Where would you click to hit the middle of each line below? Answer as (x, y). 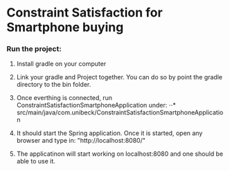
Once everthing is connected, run (64, 98)
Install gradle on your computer (61, 64)
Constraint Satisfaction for (85, 13)
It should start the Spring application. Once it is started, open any (109, 133)
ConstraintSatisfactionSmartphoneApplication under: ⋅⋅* (96, 105)
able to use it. (36, 161)
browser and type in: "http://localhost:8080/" (81, 141)
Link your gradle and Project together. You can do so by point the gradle (120, 77)
